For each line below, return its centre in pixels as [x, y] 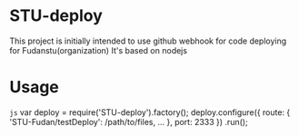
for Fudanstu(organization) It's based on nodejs [99, 50]
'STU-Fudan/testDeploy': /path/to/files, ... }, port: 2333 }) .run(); [129, 121]
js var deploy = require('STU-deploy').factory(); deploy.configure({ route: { [150, 112]
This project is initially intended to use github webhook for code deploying [148, 41]
